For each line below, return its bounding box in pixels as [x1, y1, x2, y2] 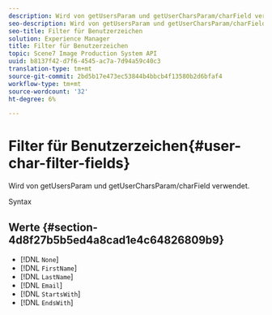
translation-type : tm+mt [8, 65, 92, 73]
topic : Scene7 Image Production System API [8, 50, 158, 58]
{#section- [42, 220, 99, 234]
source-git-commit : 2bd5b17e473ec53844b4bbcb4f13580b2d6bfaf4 [8, 72, 223, 80]
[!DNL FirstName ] [19, 263, 77, 273]
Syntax [8, 196, 32, 207]
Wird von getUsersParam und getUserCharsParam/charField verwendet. [8, 181, 250, 191]
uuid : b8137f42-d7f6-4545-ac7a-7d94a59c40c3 [8, 58, 161, 66]
